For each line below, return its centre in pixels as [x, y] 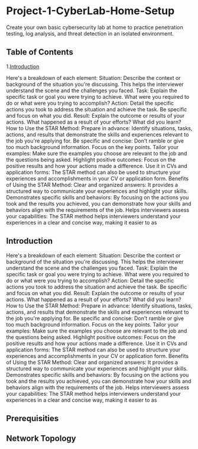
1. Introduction [23, 66]
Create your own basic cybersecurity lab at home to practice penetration [95, 27]
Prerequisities [33, 418]
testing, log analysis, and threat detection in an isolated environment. [90, 33]
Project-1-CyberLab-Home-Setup [90, 11]
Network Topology [41, 439]
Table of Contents [40, 52]
